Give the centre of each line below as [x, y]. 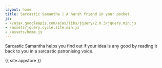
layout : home [18, 9]
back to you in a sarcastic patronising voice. [49, 51]
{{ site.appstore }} [23, 60]
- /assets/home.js [24, 32]
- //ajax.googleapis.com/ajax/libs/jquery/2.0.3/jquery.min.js [71, 23]
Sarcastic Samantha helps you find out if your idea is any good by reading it [81, 46]
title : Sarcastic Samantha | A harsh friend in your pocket [68, 14]
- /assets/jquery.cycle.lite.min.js [42, 28]
